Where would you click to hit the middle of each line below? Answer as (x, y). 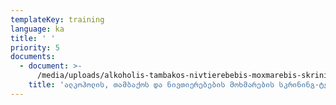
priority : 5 (35, 47)
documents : (33, 57)
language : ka (37, 29)
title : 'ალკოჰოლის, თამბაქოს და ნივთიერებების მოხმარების (151, 85)
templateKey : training (57, 19)
